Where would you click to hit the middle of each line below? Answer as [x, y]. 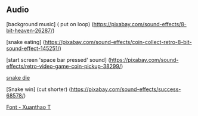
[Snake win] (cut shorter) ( [39, 89]
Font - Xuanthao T [29, 107]
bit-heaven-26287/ [30, 30]
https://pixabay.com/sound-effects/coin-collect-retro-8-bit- [118, 42]
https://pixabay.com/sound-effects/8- [140, 24]
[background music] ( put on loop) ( [50, 24]
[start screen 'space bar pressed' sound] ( [58, 59]
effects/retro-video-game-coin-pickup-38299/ [64, 66]
